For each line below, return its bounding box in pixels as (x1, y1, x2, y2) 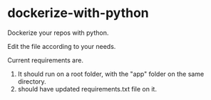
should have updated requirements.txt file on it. (17, 84, 157, 93)
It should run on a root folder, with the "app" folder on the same (17, 70, 205, 78)
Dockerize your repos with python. (7, 28, 109, 37)
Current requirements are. (7, 55, 84, 65)
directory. (17, 77, 46, 86)
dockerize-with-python (7, 5, 150, 21)
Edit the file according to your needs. (7, 42, 116, 50)
